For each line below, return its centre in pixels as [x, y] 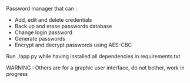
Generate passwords [40, 39]
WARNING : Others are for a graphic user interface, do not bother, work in [95, 68]
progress [17, 74]
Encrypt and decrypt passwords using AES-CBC [73, 45]
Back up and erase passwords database [63, 26]
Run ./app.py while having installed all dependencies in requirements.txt [93, 56]
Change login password [43, 32]
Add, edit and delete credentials [53, 20]
